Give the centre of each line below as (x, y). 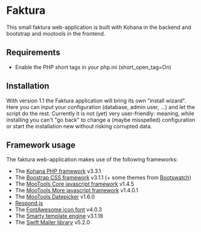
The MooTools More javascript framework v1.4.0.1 (77, 190)
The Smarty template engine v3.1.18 (59, 216)
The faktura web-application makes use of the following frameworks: (92, 160)
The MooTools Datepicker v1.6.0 (55, 197)
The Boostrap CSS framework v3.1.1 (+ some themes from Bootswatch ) (103, 178)
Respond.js (29, 203)
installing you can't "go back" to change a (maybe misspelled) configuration (101, 120)
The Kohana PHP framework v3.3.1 (58, 171)
